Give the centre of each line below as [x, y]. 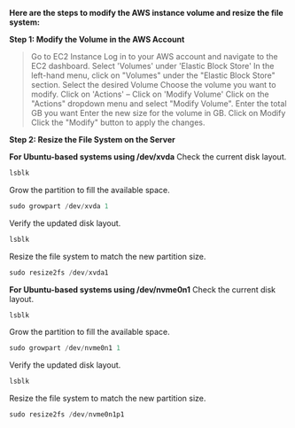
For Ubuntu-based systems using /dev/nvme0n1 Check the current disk [143, 289]
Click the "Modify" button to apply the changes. [118, 122]
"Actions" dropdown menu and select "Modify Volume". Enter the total [159, 104]
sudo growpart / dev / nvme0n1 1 [65, 348]
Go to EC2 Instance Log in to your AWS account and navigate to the [154, 56]
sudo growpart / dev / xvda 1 [59, 206]
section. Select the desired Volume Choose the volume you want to [153, 85]
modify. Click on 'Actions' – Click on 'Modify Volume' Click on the [150, 94]
